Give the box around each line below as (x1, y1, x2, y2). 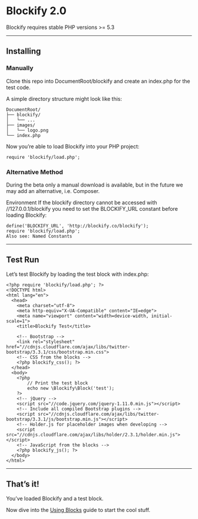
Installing (6, 46, 41, 57)
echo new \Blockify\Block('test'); (27, 385, 115, 391)
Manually (6, 64, 34, 72)
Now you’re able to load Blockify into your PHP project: (6, 143, 140, 150)
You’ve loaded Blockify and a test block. (6, 495, 104, 502)
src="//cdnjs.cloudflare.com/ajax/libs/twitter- (37, 411, 160, 417)
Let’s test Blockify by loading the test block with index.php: (6, 270, 149, 278)
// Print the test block (27, 380, 88, 386)
